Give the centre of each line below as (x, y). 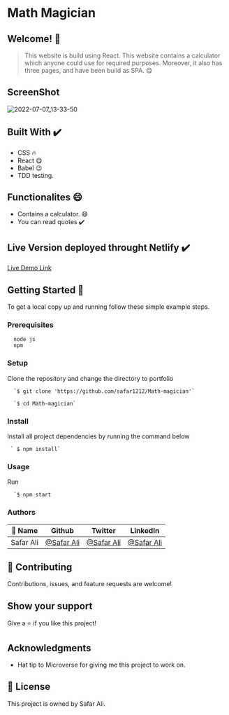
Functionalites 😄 (45, 197)
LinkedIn (145, 530)
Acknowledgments (50, 648)
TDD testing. (35, 175)
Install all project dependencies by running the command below (98, 436)
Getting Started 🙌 (46, 290)
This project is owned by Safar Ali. (57, 703)
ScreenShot (34, 92)
